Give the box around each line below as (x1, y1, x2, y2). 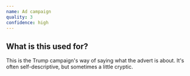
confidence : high (6, 19, 49, 25)
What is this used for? (6, 41, 89, 51)
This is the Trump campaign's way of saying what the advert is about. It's (6, 57, 185, 64)
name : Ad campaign (6, 8, 51, 15)
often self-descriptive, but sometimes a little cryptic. (6, 63, 133, 71)
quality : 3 (6, 14, 33, 20)
